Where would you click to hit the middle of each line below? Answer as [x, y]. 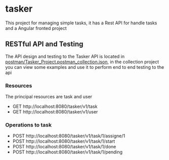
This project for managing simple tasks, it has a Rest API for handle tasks [81, 23]
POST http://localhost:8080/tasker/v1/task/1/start [64, 141]
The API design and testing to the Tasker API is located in [65, 56]
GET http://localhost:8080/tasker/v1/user [55, 112]
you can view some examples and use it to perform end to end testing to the [85, 67]
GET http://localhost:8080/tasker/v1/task [55, 106]
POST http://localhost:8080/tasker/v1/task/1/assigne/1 [69, 136]
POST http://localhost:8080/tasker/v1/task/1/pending [68, 152]
